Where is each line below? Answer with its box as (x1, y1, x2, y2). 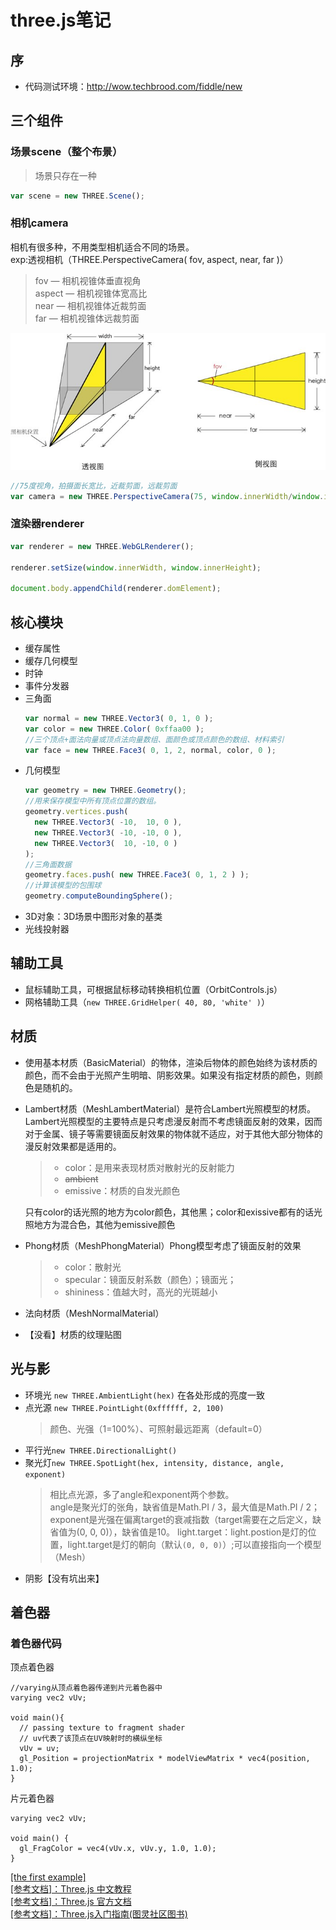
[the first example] (10, 1871, 87, 1883)
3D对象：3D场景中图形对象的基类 (24, 911, 163, 923)
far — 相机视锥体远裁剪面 (34, 312, 140, 324)
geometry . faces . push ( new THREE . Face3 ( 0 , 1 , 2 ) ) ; (24, 870, 250, 880)
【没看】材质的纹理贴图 (24, 1328, 122, 1340)
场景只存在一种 (34, 169, 97, 181)
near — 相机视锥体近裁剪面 (34, 299, 147, 311)
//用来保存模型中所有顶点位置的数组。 (24, 796, 162, 806)
